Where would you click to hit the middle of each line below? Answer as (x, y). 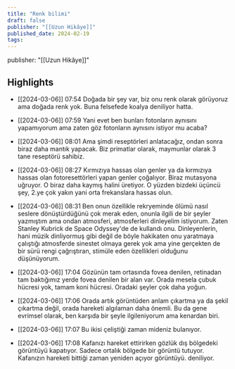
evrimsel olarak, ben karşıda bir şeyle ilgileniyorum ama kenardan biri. (119, 315)
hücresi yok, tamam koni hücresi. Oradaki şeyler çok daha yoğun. (112, 287)
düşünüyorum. (38, 258)
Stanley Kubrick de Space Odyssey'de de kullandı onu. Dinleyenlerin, (118, 228)
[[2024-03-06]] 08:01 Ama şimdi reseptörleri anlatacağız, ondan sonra (120, 141)
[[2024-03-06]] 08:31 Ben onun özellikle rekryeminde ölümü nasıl (113, 206)
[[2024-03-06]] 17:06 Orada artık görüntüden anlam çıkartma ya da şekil (123, 301)
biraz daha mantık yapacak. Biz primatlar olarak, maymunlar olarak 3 (117, 149)
